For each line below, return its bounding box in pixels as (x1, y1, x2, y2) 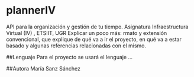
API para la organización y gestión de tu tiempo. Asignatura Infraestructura (6, 23, 189, 30)
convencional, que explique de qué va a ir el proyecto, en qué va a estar (6, 36, 182, 43)
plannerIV (6, 4, 56, 17)
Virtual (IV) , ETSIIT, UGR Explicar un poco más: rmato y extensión (6, 29, 167, 36)
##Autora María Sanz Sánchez (6, 65, 81, 72)
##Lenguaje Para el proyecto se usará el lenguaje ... (6, 53, 133, 60)
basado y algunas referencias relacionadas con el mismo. (6, 42, 147, 49)
